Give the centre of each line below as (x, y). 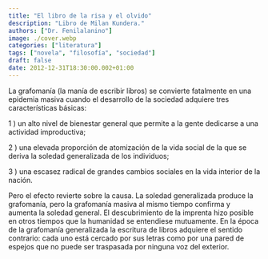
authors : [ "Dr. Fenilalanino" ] (60, 30)
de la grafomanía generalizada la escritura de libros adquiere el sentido (125, 229)
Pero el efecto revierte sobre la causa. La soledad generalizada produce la (131, 195)
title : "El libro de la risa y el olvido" (80, 16)
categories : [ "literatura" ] (55, 46)
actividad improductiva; (47, 132)
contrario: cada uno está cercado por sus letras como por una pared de (126, 238)
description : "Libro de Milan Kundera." (77, 23)
